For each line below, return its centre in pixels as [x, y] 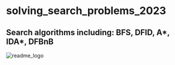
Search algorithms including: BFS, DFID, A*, [88, 32]
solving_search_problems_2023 [86, 11]
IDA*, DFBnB [30, 41]
